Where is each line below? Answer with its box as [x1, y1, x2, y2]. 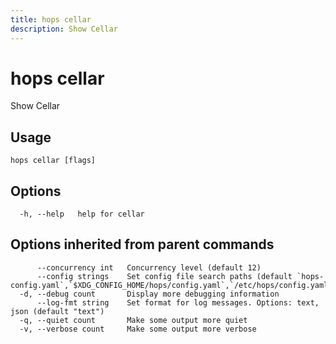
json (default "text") [10, 306, 105, 316]
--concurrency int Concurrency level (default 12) [36, 262, 262, 273]
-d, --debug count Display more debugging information [19, 289, 280, 299]
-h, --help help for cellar [19, 209, 145, 220]
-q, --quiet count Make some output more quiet [19, 315, 248, 325]
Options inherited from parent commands [10, 236, 275, 253]
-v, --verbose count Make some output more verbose [19, 324, 257, 334]
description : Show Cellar [10, 24, 118, 34]
